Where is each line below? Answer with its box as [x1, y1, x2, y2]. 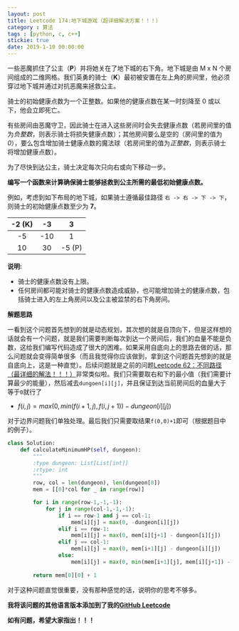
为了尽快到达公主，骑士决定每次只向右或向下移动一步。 [7, 163, 169, 171]
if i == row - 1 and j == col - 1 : [58, 512, 152, 519]
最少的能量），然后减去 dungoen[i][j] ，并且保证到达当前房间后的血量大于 [13, 379, 227, 387]
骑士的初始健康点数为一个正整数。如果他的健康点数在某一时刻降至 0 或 [7, 97, 215, 105]
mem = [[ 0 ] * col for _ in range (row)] [33, 486, 144, 494]
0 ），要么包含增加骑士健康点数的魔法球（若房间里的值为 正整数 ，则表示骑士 [7, 139, 226, 147]
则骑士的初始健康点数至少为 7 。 [7, 202, 101, 210]
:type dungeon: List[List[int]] [33, 459, 129, 466]
